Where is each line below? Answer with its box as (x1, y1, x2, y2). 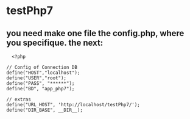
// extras (6, 96, 32, 103)
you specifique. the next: (6, 37, 104, 48)
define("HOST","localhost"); (6, 70, 80, 76)
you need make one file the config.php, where (6, 28, 185, 38)
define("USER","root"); (6, 75, 67, 81)
